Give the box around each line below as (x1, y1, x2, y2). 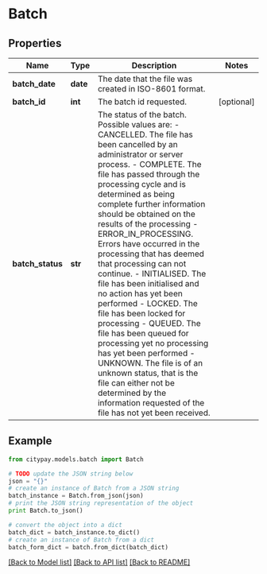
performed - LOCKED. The (98, 298, 199, 308)
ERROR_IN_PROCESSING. (98, 228, 194, 239)
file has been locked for (98, 308, 186, 319)
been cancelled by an (98, 139, 178, 149)
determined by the (98, 387, 167, 398)
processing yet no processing (98, 338, 209, 348)
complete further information (98, 199, 206, 209)
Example (8, 434, 52, 448)
